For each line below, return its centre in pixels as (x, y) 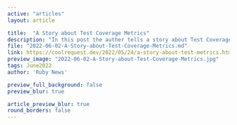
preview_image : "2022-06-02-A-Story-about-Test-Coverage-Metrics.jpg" (113, 59)
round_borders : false (39, 111)
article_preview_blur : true (49, 104)
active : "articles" (36, 14)
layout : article (31, 20)
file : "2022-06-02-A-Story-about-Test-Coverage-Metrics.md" (98, 46)
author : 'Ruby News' (38, 72)
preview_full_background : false (55, 85)
